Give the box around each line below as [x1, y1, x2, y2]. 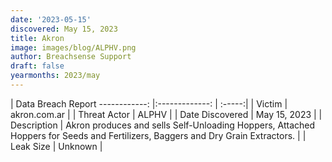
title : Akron [10, 33, 65, 43]
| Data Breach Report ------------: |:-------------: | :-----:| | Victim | [10, 97, 288, 110]
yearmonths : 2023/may [10, 71, 101, 81]
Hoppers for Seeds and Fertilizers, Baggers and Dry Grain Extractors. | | [10, 129, 307, 141]
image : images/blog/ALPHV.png [10, 42, 137, 53]
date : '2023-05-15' [10, 14, 92, 25]
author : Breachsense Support [10, 52, 132, 62]
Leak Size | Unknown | [10, 140, 103, 152]
